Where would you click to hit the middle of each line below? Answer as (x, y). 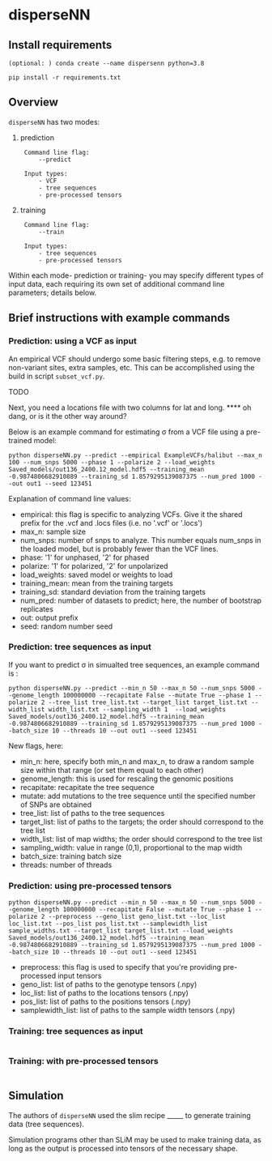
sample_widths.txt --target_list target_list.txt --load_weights (121, 931)
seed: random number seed (66, 626)
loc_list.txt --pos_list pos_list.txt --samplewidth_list (108, 924)
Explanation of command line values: (70, 498)
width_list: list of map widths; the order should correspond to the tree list (141, 839)
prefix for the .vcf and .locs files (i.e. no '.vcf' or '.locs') (111, 523)
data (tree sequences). (47, 1124)
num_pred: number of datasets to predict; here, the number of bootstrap (140, 600)
